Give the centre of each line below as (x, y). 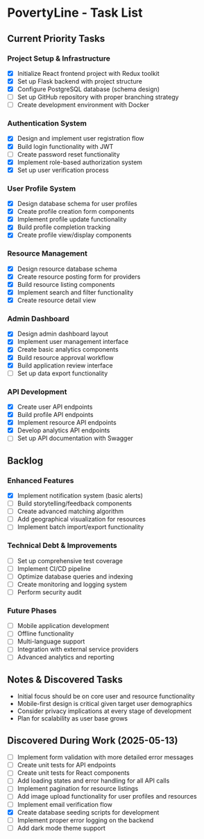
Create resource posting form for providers (79, 276)
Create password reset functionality (68, 154)
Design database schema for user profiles (77, 204)
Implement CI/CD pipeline (54, 568)
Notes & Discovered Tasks (65, 679)
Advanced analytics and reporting (66, 657)
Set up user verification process (63, 170)
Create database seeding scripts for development (88, 812)
